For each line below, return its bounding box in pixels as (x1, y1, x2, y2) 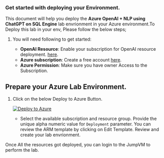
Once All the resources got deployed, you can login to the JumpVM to (5, 142, 151, 148)
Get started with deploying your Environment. (5, 4, 120, 11)
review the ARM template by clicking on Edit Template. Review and (20, 127, 159, 133)
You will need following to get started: (12, 36, 92, 42)
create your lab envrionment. (20, 132, 81, 138)
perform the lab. (5, 147, 39, 153)
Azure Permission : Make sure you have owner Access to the (20, 62, 148, 69)
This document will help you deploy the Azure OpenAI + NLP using (5, 16, 146, 22)
